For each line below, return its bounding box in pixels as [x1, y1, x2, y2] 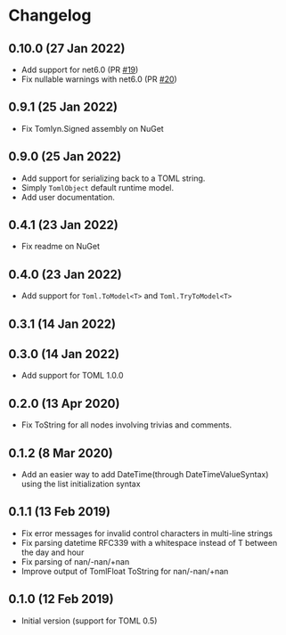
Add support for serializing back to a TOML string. [20, 173, 206, 183]
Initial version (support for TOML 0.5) [20, 615, 158, 626]
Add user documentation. [20, 191, 115, 202]
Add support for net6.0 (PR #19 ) [20, 64, 139, 75]
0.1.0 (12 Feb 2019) [8, 591, 114, 607]
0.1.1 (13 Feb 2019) [8, 504, 110, 519]
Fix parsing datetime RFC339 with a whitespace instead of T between [20, 537, 278, 548]
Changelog [8, 5, 92, 26]
